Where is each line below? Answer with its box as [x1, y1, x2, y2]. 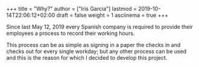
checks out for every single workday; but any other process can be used [6, 48, 187, 55]
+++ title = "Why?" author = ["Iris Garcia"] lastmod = [6, 5, 137, 12]
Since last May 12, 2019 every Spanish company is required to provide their [6, 24, 193, 30]
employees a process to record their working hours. [6, 30, 135, 37]
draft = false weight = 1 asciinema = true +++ [56, 11, 169, 19]
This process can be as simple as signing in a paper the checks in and [6, 42, 181, 48]
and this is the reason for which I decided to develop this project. [6, 54, 168, 61]
